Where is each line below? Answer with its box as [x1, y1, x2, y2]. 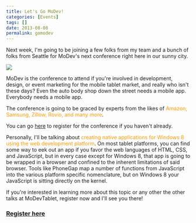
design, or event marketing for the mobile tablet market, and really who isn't [6, 81, 189, 88]
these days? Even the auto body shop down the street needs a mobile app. [6, 87, 186, 94]
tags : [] [6, 19, 27, 25]
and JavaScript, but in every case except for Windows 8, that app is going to [6, 153, 191, 160]
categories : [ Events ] [6, 14, 59, 20]
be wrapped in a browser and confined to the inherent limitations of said [6, 159, 180, 166]
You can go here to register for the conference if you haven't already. [6, 122, 173, 129]
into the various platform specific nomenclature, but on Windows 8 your [6, 171, 180, 179]
